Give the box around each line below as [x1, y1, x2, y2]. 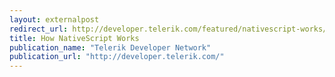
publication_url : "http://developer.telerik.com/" [9, 52, 225, 62]
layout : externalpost [9, 14, 100, 25]
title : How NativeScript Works [9, 33, 140, 43]
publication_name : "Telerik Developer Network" [9, 42, 212, 53]
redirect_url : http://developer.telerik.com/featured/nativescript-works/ [9, 24, 328, 34]
